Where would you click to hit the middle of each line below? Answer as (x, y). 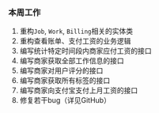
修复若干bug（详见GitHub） (65, 100)
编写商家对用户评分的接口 (61, 71)
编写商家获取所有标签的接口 (65, 81)
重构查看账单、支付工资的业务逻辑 (75, 41)
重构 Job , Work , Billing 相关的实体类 (76, 31)
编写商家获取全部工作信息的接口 (72, 61)
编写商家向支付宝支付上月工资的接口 (79, 90)
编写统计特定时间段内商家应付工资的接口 (85, 51)
